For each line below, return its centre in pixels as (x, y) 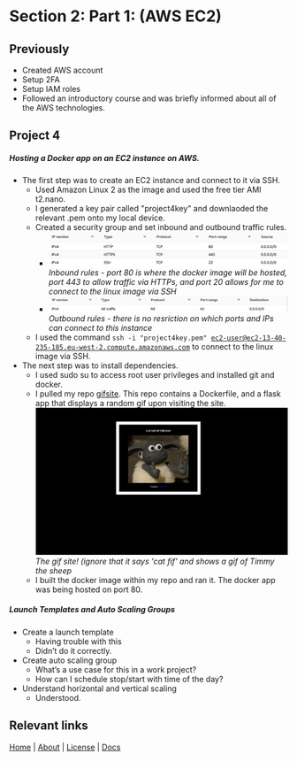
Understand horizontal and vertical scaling (99, 688)
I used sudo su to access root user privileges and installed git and (155, 375)
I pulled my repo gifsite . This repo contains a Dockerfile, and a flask (158, 394)
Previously (39, 49)
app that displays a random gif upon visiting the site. (131, 404)
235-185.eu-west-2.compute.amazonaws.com (112, 348)
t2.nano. (50, 199)
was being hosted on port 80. (89, 589)
